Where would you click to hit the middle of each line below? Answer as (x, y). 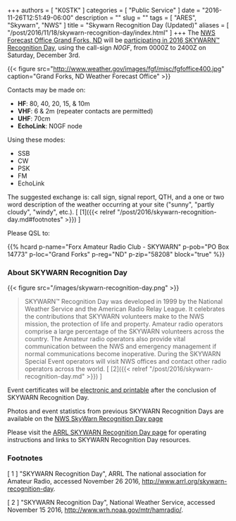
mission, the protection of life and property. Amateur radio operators (124, 324)
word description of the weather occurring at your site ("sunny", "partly (111, 204)
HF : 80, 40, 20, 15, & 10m (54, 104)
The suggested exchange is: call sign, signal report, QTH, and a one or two (116, 197)
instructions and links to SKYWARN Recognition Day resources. (99, 440)
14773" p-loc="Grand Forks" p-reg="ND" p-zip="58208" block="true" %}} (116, 254)
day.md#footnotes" (35, 219)
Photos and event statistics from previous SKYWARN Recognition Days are (116, 411)
